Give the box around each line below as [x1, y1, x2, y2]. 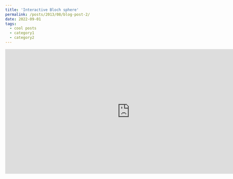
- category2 [9, 35, 35, 40]
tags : [5, 21, 16, 26]
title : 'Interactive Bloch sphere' [5, 7, 79, 12]
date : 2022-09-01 [5, 16, 41, 21]
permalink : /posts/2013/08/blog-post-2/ [5, 12, 91, 17]
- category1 [9, 30, 35, 35]
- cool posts [9, 26, 37, 31]
